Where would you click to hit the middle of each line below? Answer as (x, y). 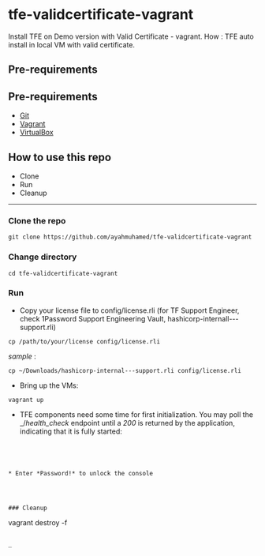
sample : (22, 356)
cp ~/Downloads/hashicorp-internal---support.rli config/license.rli (125, 370)
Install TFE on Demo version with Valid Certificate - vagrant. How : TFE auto (131, 36)
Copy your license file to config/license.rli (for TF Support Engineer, (129, 310)
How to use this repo (60, 157)
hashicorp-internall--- (203, 318)
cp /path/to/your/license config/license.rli (84, 341)
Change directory (43, 257)
